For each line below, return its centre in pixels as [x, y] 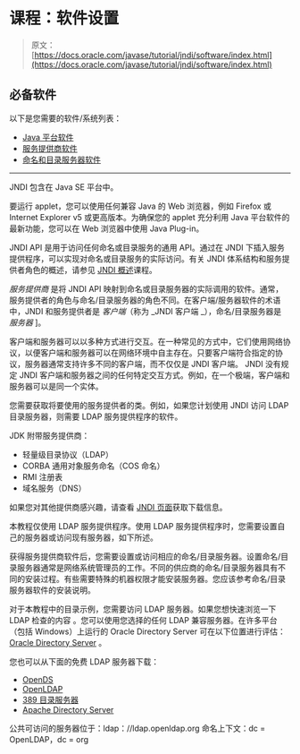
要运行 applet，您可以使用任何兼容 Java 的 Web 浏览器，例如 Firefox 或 [141, 206]
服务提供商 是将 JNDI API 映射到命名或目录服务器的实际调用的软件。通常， [146, 288]
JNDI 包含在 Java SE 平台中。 [64, 187]
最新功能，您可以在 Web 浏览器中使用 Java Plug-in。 [107, 228]
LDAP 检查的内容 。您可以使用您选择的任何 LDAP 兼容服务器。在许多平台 [144, 620]
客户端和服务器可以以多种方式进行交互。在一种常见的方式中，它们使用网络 [146, 341]
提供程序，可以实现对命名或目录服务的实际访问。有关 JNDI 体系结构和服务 [146, 258]
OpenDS [37, 679]
